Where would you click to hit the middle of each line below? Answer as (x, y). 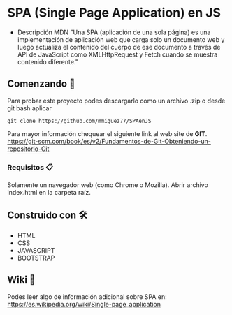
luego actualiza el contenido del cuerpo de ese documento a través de (119, 47)
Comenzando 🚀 (41, 84)
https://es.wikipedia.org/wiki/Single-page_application (84, 304)
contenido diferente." (48, 61)
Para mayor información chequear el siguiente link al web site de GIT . (107, 133)
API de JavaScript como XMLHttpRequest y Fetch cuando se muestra (117, 54)
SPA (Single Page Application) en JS (114, 13)
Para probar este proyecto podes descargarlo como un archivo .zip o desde (116, 101)
